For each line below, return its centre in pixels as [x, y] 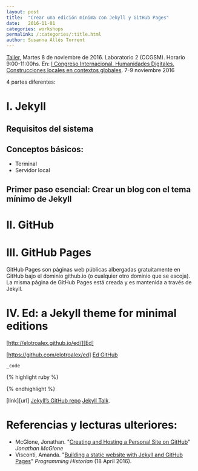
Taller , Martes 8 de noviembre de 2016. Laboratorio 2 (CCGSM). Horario [96, 57]
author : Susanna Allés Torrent [46, 40]
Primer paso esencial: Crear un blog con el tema [99, 189]
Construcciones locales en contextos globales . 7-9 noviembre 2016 [91, 70]
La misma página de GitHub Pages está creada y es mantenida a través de [99, 282]
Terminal [26, 164]
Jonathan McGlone [39, 448]
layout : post [23, 12]
